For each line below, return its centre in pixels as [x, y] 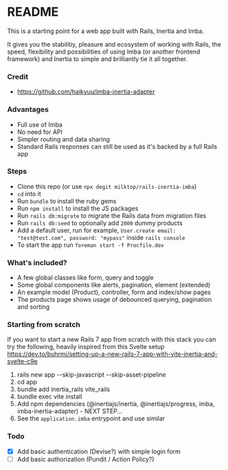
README [33, 12]
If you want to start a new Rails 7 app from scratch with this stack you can [112, 339]
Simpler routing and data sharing [63, 139]
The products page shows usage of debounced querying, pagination [114, 300]
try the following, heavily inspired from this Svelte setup [86, 347]
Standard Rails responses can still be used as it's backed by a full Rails [117, 146]
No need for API [40, 132]
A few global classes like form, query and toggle [85, 278]
